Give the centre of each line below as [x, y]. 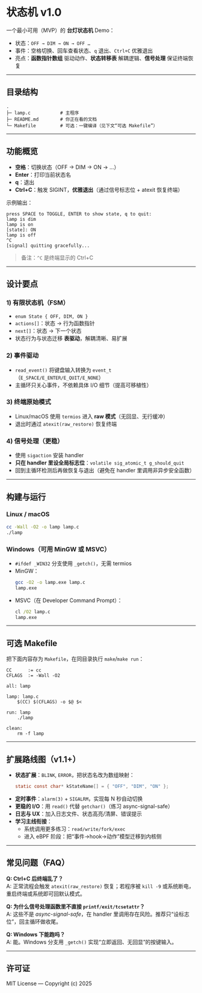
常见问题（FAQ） [38, 863]
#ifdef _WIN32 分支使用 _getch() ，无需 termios [73, 563]
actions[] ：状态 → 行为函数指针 [55, 323]
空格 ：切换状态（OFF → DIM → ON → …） [67, 167]
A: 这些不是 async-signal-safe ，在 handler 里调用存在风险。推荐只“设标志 [98, 914]
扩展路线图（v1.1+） [44, 759]
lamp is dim [21, 219]
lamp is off [21, 235]
